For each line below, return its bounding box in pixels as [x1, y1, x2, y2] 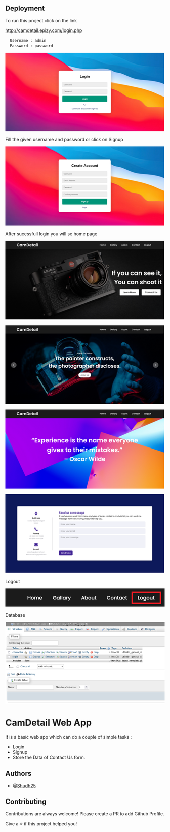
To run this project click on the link [5, 17, 77, 23]
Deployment [5, 4, 45, 13]
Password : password [10, 43, 53, 48]
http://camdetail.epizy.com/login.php [5, 27, 82, 34]
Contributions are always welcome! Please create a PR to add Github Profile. [5, 811, 164, 817]
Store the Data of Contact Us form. [12, 754, 86, 760]
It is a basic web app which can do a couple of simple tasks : [5, 733, 132, 740]
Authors [5, 769, 32, 778]
